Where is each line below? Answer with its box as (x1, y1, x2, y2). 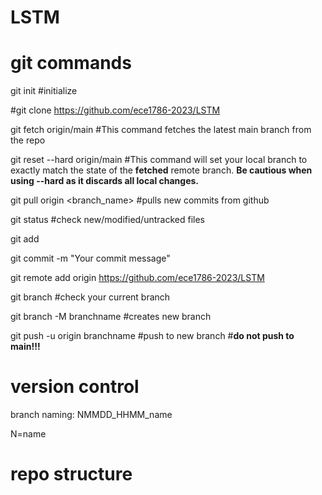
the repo (10, 134, 46, 146)
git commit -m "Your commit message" (10, 252, 171, 265)
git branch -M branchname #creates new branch (10, 311, 212, 323)
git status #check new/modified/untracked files (10, 214, 205, 226)
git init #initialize (10, 85, 78, 97)
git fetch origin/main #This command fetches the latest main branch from (10, 124, 312, 136)
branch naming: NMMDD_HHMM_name (10, 409, 173, 421)
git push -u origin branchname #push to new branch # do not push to (10, 330, 295, 342)
